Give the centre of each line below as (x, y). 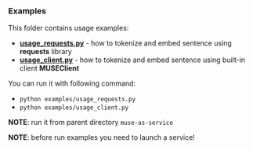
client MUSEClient (49, 68)
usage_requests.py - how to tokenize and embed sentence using (126, 43)
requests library (45, 52)
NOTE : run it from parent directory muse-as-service (91, 123)
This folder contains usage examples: (69, 28)
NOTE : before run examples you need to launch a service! (102, 137)
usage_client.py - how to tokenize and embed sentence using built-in (132, 60)
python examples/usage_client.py (74, 108)
